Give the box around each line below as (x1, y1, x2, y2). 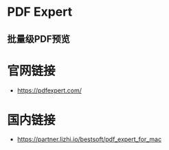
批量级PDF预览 (7, 33, 71, 45)
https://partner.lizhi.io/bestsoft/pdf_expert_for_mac (16, 135, 162, 144)
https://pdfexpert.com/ (16, 86, 82, 95)
